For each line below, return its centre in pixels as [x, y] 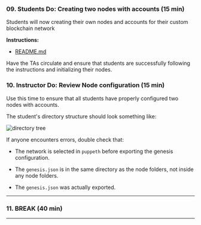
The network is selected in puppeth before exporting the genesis [94, 151]
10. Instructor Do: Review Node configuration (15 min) [86, 85]
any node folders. [36, 175]
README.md [31, 52]
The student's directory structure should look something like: [81, 116]
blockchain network [31, 28]
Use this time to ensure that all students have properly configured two [92, 98]
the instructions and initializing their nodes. [59, 70]
